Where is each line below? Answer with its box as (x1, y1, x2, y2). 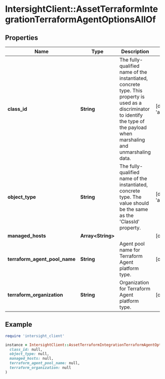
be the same (119, 206, 148, 213)
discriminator (119, 106, 150, 112)
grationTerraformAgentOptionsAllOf (5, 14, 156, 25)
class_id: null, (9, 347, 43, 352)
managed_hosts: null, (9, 356, 54, 361)
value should (119, 200, 149, 206)
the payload (119, 124, 147, 131)
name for (119, 247, 140, 253)
